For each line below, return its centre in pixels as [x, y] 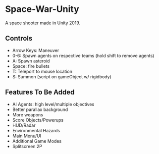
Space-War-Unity [42, 9]
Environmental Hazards [36, 130]
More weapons [27, 114]
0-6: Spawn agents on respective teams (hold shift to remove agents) [83, 55]
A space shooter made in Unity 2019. [43, 23]
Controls [19, 38]
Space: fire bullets [31, 66]
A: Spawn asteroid [31, 61]
